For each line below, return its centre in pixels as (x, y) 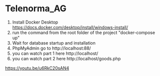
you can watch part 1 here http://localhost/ (55, 53)
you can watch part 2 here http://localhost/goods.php (67, 58)
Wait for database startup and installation (54, 43)
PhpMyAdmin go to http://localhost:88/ (52, 48)
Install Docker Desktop (35, 22)
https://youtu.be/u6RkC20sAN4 (37, 68)
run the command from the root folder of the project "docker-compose (84, 32)
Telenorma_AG (36, 9)
